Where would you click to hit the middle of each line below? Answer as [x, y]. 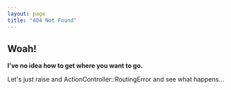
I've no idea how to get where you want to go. [75, 66]
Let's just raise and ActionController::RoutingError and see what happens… [116, 79]
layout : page [26, 14]
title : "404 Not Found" [42, 20]
